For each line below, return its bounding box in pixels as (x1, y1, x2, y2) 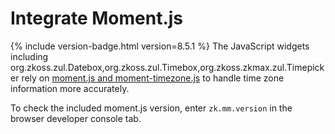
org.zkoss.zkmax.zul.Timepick (199, 61, 325, 73)
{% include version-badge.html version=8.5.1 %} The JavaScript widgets (10, 40, 310, 52)
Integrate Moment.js (10, 7, 184, 30)
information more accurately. (10, 82, 130, 94)
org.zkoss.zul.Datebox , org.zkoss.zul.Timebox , (10, 61, 201, 73)
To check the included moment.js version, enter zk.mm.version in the (10, 102, 293, 114)
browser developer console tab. (10, 112, 142, 124)
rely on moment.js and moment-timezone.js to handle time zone (21, 72, 285, 84)
